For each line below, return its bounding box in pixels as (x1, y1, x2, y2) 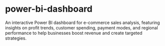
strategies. (5, 35, 27, 41)
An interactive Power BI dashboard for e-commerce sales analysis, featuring (5, 20, 160, 25)
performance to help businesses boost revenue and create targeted (5, 30, 143, 36)
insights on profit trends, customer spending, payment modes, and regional (5, 24, 159, 30)
